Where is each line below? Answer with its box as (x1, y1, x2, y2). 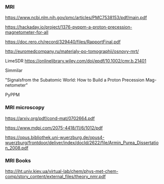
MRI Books (5, 157, 31, 164)
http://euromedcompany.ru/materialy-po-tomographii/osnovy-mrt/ (5, 48, 139, 55)
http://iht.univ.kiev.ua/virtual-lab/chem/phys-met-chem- (5, 168, 118, 174)
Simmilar (5, 67, 23, 73)
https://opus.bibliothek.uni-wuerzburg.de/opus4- (5, 134, 105, 140)
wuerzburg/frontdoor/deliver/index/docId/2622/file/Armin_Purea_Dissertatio (5, 139, 159, 146)
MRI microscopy (5, 104, 45, 111)
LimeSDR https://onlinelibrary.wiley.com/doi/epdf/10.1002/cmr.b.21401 (5, 58, 147, 64)
